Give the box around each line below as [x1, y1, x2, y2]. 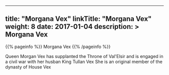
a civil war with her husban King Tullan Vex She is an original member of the [5, 58, 162, 64]
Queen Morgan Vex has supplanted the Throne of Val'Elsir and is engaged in [5, 53, 163, 59]
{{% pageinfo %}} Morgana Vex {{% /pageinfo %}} [5, 43, 111, 49]
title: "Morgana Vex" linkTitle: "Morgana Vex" [5, 14, 152, 23]
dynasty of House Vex [5, 63, 51, 70]
